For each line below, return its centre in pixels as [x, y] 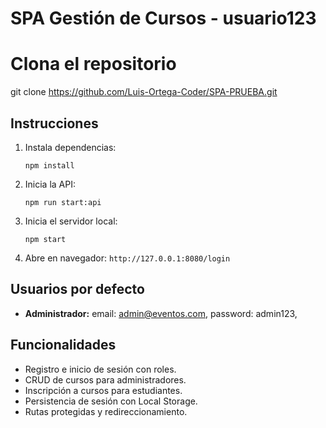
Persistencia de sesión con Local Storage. [111, 401]
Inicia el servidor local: [71, 221]
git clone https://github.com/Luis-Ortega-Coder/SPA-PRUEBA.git [144, 92]
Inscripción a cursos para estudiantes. [103, 390]
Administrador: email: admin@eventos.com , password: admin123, [161, 313]
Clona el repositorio [93, 64]
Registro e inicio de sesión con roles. [100, 369]
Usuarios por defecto [77, 289]
